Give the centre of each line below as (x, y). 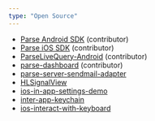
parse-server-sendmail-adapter (73, 73)
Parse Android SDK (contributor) (74, 39)
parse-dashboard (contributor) (71, 65)
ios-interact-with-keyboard (65, 108)
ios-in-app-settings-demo (64, 91)
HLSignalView (43, 82)
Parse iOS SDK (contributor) (67, 48)
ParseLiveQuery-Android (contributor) (84, 56)
